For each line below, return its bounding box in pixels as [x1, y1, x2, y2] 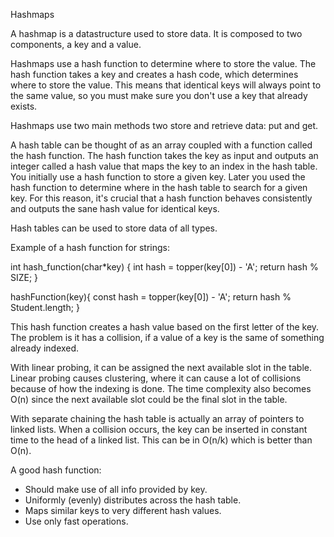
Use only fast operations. [24, 515, 129, 527]
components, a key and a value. [10, 39, 142, 50]
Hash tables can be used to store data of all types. [10, 222, 218, 234]
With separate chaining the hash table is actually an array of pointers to [10, 413, 305, 424]
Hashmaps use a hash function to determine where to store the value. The [10, 58, 317, 69]
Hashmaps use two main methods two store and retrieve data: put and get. [10, 120, 319, 131]
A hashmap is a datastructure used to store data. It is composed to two [10, 28, 303, 39]
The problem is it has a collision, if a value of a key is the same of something [10, 332, 325, 343]
